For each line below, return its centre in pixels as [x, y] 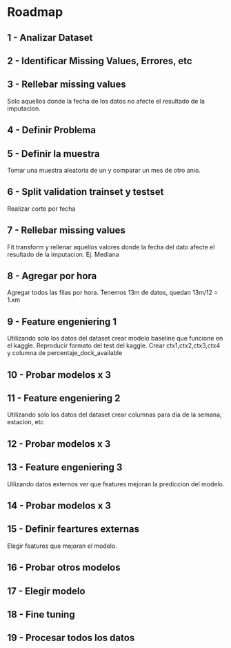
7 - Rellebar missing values [67, 230]
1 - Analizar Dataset [50, 38]
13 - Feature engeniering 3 [65, 467]
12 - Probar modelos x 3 [59, 444]
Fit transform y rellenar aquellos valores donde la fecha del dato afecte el [111, 247]
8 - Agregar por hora [52, 276]
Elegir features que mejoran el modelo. [62, 546]
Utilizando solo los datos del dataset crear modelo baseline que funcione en [115, 339]
